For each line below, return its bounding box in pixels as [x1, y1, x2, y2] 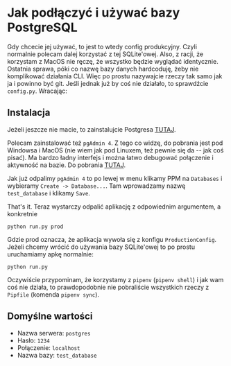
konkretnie [7, 209, 38, 218]
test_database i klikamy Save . [7, 189, 90, 197]
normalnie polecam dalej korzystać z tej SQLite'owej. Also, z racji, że [7, 50, 203, 58]
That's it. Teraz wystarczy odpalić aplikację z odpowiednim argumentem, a [7, 202, 221, 211]
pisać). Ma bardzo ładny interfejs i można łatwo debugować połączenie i [7, 153, 214, 162]
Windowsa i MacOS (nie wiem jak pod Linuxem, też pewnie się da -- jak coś [7, 146, 224, 154]
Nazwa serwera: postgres [17, 329, 91, 337]
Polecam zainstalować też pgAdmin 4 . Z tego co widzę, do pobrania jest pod [7, 139, 223, 147]
